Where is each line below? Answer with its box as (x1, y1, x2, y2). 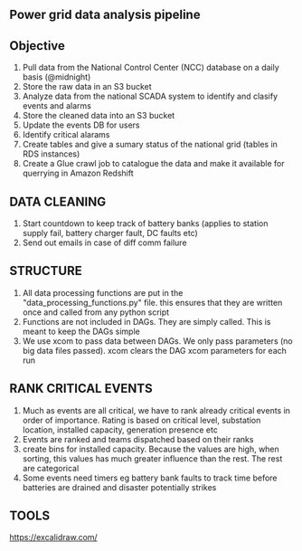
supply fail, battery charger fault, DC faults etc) (22, 228, 199, 239)
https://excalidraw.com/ (9, 532, 98, 543)
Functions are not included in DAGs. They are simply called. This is (22, 316, 271, 327)
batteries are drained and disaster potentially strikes (22, 481, 217, 492)
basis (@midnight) (22, 71, 91, 82)
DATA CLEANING (9, 194, 107, 209)
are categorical (22, 462, 80, 473)
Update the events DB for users (22, 119, 140, 130)
